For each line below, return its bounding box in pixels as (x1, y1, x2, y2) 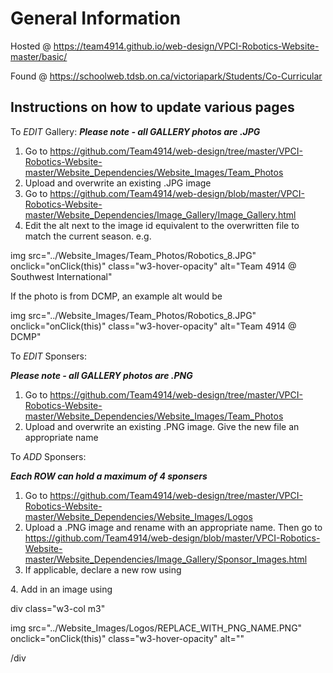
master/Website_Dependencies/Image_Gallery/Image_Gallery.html (24, 208, 297, 221)
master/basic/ (10, 50, 68, 62)
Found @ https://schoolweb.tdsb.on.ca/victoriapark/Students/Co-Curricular (10, 70, 323, 82)
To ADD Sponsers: (10, 450, 87, 462)
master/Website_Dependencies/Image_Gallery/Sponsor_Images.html (24, 553, 308, 565)
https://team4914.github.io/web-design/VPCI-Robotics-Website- (53, 40, 320, 52)
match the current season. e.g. (24, 230, 152, 242)
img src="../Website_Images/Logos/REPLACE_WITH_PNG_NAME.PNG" (10, 622, 303, 634)
